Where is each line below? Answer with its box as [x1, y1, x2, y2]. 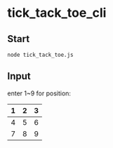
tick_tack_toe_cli [7, 5, 107, 21]
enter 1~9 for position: [7, 89, 72, 97]
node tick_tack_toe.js [7, 51, 74, 58]
